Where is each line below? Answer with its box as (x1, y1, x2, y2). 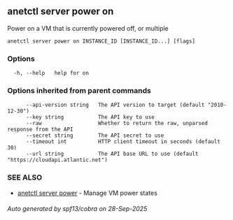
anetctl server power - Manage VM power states (17, 189, 157, 197)
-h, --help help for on (13, 70, 90, 77)
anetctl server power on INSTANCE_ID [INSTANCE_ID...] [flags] (7, 38, 196, 45)
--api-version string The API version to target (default (25, 101, 205, 109)
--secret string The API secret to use (25, 132, 164, 139)
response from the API (7, 126, 73, 133)
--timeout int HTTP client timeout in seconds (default (25, 138, 220, 145)
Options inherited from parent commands (7, 86, 152, 96)
